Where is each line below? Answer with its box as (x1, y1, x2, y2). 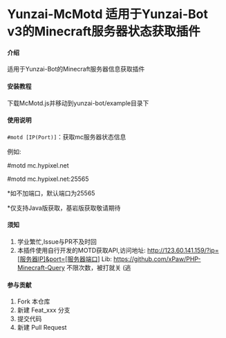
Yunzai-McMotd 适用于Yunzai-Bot (7, 6, 209, 22)
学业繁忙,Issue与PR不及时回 (17, 238, 97, 246)
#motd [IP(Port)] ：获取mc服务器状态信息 (7, 132, 126, 141)
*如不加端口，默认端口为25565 (7, 188, 95, 197)
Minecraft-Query (17, 264, 66, 272)
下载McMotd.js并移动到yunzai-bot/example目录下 (7, 98, 149, 107)
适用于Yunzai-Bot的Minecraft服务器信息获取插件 (7, 65, 145, 73)
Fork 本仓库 (17, 297, 50, 305)
